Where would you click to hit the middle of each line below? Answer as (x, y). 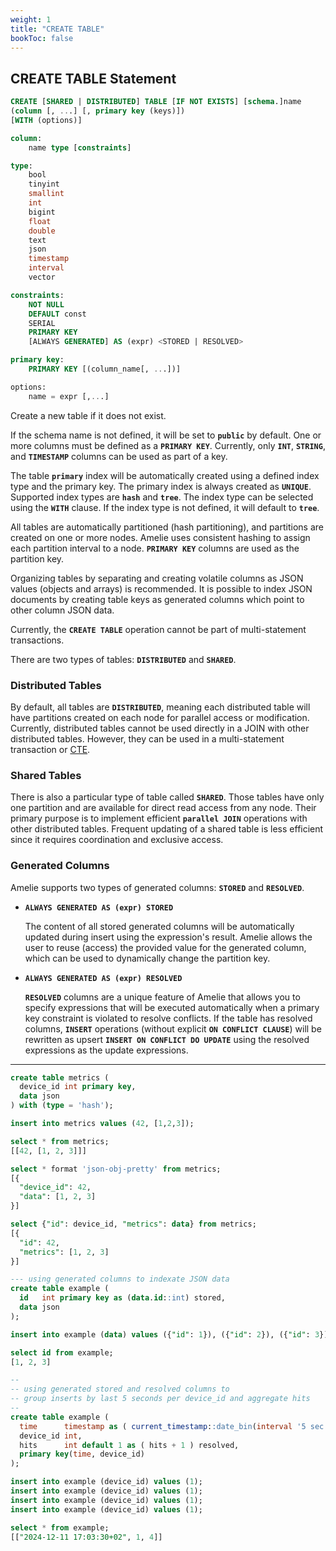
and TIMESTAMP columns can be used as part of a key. (119, 456)
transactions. (37, 640)
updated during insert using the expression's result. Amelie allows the (168, 937)
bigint (42, 212)
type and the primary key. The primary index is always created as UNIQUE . (161, 486)
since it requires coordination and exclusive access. (117, 840)
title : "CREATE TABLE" (57, 29)
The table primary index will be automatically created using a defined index (165, 475)
